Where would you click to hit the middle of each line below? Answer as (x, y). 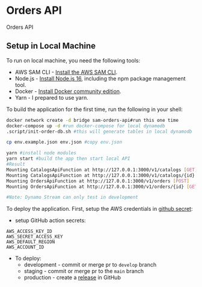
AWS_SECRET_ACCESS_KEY (35, 237)
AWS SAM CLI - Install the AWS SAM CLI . (66, 72)
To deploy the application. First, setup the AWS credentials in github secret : (99, 209)
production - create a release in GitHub (72, 277)
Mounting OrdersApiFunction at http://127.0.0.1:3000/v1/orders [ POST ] (98, 181)
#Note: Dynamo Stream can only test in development (72, 198)
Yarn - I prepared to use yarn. (51, 97)
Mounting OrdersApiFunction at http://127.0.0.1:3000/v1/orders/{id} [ (98, 187)
